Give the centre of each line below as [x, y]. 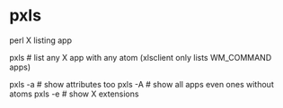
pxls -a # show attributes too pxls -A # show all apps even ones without [141, 84]
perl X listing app [40, 40]
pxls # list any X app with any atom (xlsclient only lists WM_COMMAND [141, 57]
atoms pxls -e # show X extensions [74, 94]
